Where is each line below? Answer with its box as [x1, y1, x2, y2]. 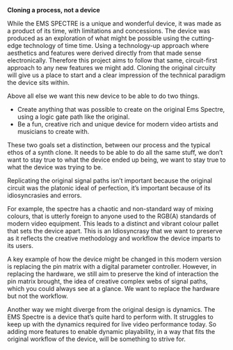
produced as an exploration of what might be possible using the [7, 34, 190, 42]
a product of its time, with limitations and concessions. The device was [7, 27, 211, 35]
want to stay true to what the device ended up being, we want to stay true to [7, 156, 226, 164]
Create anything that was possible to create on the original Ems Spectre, [17, 106, 225, 113]
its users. [7, 242, 33, 249]
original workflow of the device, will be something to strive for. [7, 335, 186, 343]
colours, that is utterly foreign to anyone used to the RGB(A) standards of [7, 212, 217, 220]
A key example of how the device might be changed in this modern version [7, 255, 222, 263]
